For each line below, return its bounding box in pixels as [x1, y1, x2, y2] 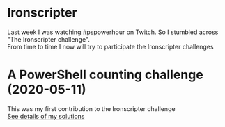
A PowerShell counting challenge [7, 67, 203, 83]
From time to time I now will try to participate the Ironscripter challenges [7, 42, 214, 51]
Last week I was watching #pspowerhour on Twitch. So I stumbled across [7, 28, 219, 36]
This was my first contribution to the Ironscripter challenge [7, 104, 176, 112]
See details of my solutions [7, 112, 85, 120]
